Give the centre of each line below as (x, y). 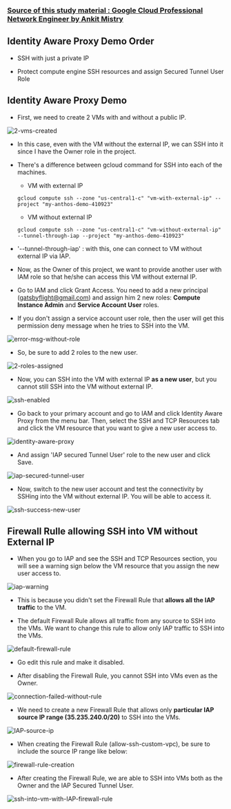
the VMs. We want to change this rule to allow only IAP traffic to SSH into (121, 629)
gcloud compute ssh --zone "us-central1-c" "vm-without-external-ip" (119, 230)
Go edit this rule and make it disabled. (71, 662)
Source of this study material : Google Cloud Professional (105, 10)
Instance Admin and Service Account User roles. (88, 305)
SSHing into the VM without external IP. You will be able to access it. (114, 496)
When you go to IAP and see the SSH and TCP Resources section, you (117, 559)
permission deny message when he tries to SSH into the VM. (103, 325)
